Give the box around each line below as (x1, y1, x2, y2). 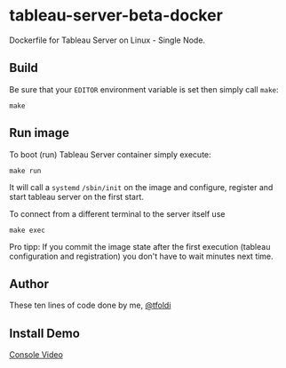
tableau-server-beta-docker (9, 5, 224, 26)
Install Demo (9, 325, 80, 340)
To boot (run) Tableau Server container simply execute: (9, 148, 211, 160)
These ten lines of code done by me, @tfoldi (9, 300, 171, 311)
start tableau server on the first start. (9, 191, 145, 202)
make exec (9, 226, 46, 235)
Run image (9, 125, 69, 140)
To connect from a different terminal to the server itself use (9, 208, 226, 219)
